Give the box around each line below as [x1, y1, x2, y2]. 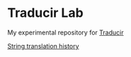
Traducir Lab [7, 5, 84, 21]
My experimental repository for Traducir [7, 28, 124, 37]
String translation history [7, 42, 79, 50]
